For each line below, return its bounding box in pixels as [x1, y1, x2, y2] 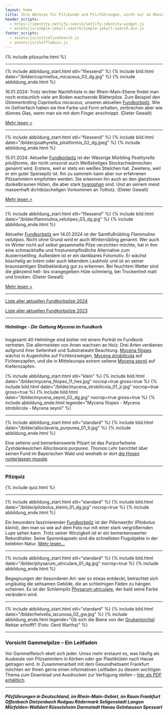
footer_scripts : [5, 31, 39, 36]
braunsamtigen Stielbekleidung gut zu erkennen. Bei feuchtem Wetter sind [5, 263, 158, 269]
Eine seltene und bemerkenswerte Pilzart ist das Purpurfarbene [5, 440, 136, 446]
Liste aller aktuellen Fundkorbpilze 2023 [5, 307, 88, 314]
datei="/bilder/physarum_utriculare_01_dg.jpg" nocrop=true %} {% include [5, 560, 158, 566]
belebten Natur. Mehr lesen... [5, 541, 65, 547]
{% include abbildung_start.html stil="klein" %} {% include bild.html [5, 373, 145, 379]
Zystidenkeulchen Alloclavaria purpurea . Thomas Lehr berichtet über [5, 445, 148, 451]
